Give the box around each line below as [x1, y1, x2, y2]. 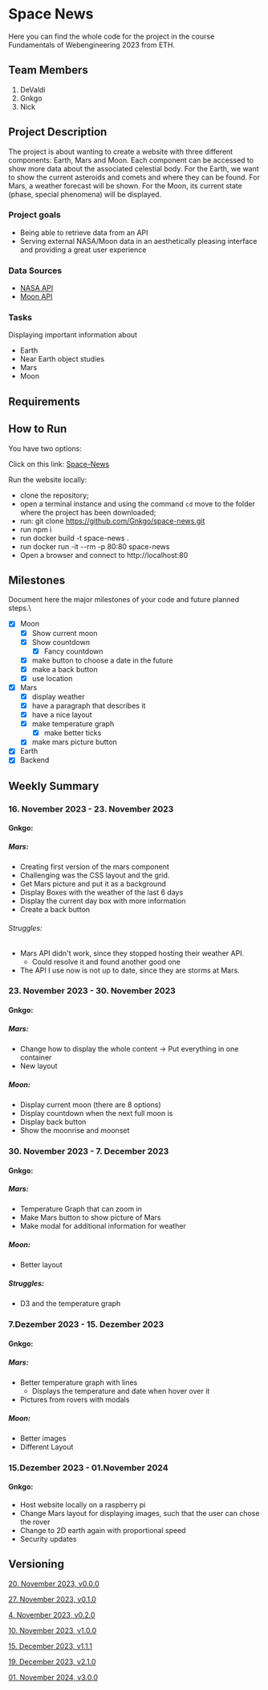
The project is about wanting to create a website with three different [8, 147, 233, 156]
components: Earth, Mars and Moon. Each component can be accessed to [8, 155, 254, 165]
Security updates [19, 1535, 77, 1543]
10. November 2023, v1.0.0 [8, 1626, 97, 1635]
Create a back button [19, 905, 91, 915]
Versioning [8, 1557, 64, 1571]
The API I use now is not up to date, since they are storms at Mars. [19, 965, 240, 975]
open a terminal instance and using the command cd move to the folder [19, 498, 255, 508]
